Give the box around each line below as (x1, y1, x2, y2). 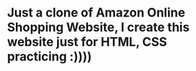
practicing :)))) (7, 49, 92, 65)
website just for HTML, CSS (7, 34, 167, 50)
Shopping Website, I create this (7, 19, 190, 35)
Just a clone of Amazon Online (7, 5, 186, 21)
